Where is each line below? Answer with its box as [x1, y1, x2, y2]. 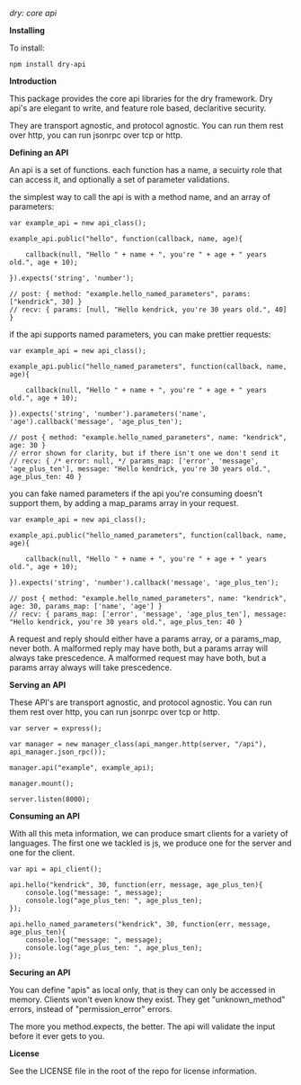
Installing [9, 25, 45, 35]
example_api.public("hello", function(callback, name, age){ [9, 234, 243, 243]
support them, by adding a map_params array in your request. [9, 498, 239, 508]
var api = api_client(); [9, 864, 102, 873]
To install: [9, 42, 45, 53]
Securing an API [9, 967, 71, 978]
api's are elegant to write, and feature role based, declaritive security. [9, 103, 267, 113]
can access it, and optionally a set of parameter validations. [9, 175, 230, 185]
